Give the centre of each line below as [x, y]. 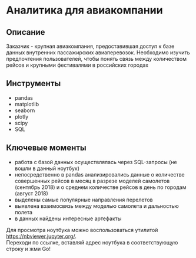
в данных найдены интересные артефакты [68, 218]
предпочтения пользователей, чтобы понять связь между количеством [97, 59]
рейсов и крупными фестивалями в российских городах [77, 65]
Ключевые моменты [46, 148]
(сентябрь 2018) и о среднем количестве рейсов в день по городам [100, 187]
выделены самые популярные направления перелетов [84, 200]
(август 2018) [31, 193]
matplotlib [27, 104]
